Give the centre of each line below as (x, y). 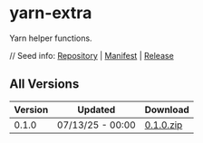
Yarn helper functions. (51, 38)
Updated (97, 110)
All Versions (44, 84)
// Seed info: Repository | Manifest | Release (92, 55)
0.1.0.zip (164, 125)
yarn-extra (51, 13)
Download (167, 110)
